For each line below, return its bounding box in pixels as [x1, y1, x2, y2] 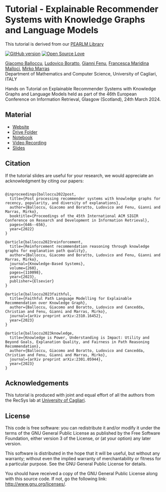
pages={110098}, [9, 270, 43, 275]
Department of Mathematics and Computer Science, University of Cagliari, [5, 70, 157, 76]
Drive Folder [12, 129, 38, 135]
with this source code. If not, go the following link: [5, 476, 107, 482]
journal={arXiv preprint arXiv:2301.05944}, [9, 356, 103, 362]
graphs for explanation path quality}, [5, 248, 88, 253]
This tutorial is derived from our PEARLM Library [5, 41, 104, 47]
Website [12, 124, 30, 130]
